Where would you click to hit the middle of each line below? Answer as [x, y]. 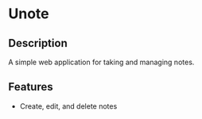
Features [31, 87]
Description [38, 43]
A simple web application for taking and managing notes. [101, 62]
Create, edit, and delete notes [68, 106]
